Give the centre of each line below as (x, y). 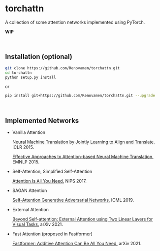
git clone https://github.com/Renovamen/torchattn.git (63, 68)
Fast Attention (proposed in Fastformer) (52, 234)
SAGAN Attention (30, 190)
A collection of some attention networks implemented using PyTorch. (75, 22)
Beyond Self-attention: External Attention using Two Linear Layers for (82, 219)
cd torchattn (18, 73)
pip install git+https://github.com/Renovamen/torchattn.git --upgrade (80, 96)
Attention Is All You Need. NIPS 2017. (49, 181)
